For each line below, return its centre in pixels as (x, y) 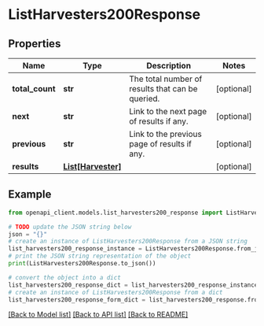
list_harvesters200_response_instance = (75, 249)
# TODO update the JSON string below (70, 227)
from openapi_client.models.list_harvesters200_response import (115, 213)
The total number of (166, 79)
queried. (145, 98)
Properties (35, 44)
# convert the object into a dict (65, 277)
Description (169, 66)
